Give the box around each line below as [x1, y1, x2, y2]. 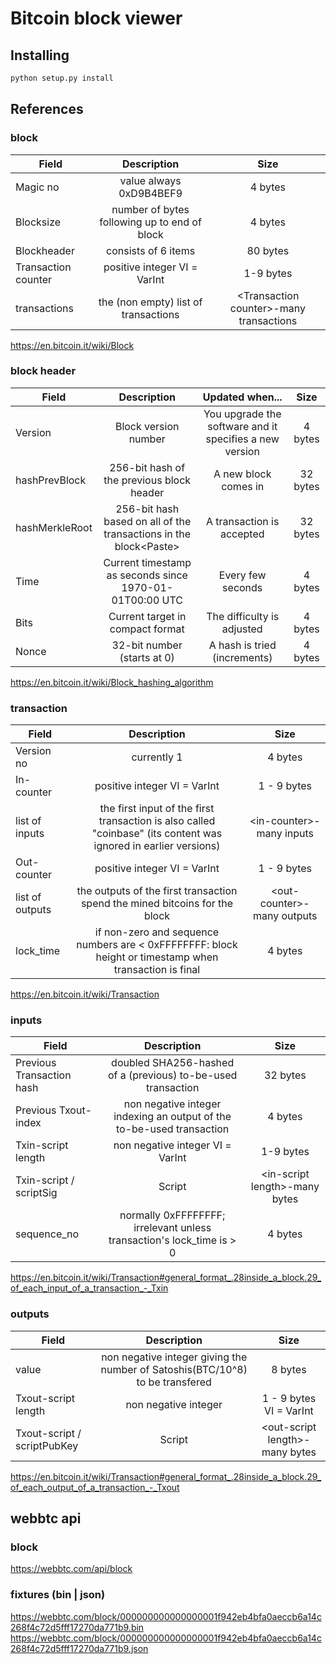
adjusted [221, 622, 263, 636]
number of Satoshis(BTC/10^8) [100, 1362, 248, 1376]
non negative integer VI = [113, 1138, 232, 1152]
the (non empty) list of [98, 295, 203, 309]
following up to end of [99, 215, 202, 229]
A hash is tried [208, 638, 277, 652]
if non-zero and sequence [94, 925, 220, 939]
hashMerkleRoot [15, 520, 93, 534]
